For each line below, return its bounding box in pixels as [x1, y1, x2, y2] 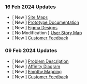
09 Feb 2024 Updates [5, 47, 57, 54]
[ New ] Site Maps [12, 15, 48, 20]
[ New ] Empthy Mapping [12, 68, 62, 74]
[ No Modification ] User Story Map [12, 30, 82, 36]
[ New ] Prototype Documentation [12, 19, 79, 25]
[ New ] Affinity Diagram [12, 63, 60, 69]
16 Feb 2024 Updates [5, 3, 56, 10]
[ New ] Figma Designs [12, 25, 58, 31]
